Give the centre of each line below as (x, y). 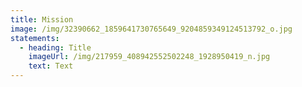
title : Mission (42, 19)
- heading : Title (55, 47)
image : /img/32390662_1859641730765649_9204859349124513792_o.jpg (151, 29)
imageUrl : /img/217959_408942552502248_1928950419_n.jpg (149, 57)
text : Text (51, 66)
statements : (35, 38)
